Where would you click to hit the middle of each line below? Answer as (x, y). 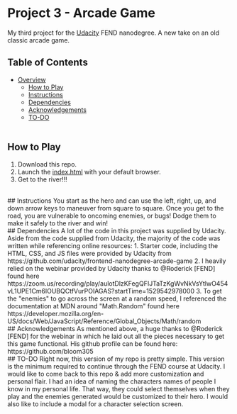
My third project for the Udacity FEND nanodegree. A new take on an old (114, 33)
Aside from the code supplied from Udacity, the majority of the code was (114, 238)
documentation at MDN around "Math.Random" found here (93, 306)
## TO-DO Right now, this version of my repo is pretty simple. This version (116, 359)
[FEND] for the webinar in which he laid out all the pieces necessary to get (116, 336)
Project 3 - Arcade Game (82, 13)
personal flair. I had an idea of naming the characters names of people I (112, 381)
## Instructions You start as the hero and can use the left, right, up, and (112, 201)
